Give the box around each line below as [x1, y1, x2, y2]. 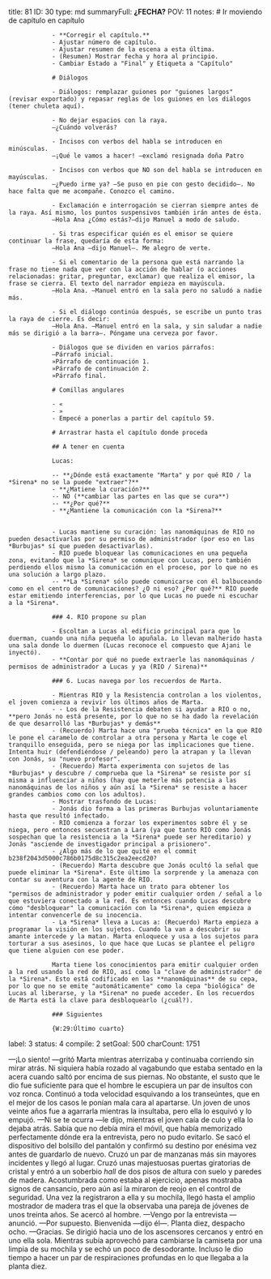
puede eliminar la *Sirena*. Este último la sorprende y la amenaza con [8, 869, 259, 877]
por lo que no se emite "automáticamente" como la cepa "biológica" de [8, 982, 255, 990]
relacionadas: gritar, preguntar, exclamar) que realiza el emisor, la [8, 273, 255, 281]
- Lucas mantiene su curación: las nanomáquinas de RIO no [51, 528, 255, 536]
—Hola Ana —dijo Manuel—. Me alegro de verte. [51, 244, 212, 252]
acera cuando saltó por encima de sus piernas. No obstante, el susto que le [8, 1072, 260, 1081]
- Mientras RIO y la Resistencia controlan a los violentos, [51, 691, 263, 699]
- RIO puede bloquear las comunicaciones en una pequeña [51, 549, 248, 557]
